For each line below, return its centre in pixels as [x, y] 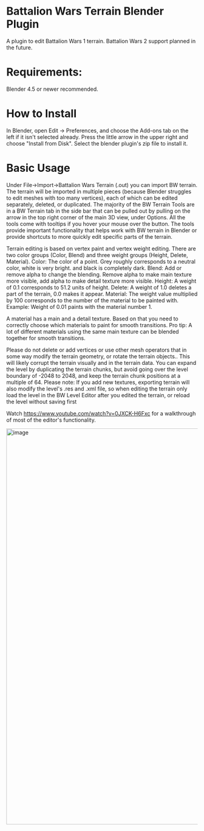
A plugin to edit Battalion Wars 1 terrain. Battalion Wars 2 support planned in [101, 41]
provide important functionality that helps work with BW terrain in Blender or [102, 230]
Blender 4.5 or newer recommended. [52, 89]
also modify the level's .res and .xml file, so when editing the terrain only [97, 389]
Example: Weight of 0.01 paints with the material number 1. [80, 306]
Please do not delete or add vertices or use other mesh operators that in [97, 350]
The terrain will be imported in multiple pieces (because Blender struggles [99, 191]
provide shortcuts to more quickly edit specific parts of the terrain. [90, 236]
